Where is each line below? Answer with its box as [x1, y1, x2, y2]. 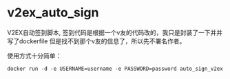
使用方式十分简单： [7, 52, 62, 60]
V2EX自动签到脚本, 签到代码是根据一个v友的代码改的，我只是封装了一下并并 [7, 28, 222, 36]
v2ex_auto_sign [7, 5, 99, 21]
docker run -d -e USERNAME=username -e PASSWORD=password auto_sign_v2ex [7, 65, 224, 72]
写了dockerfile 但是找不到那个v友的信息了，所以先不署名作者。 [7, 36, 186, 45]
